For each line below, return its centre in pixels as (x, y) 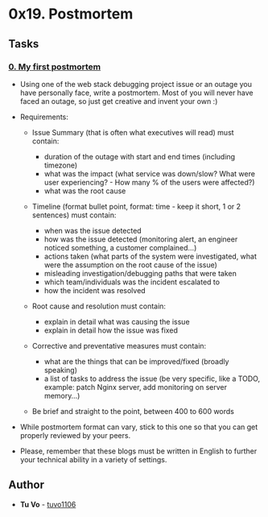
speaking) (61, 370)
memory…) (62, 395)
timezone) (61, 165)
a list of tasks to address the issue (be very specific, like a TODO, (152, 378)
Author (26, 485)
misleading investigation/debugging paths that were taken (140, 273)
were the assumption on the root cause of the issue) (130, 265)
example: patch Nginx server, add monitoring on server (136, 387)
